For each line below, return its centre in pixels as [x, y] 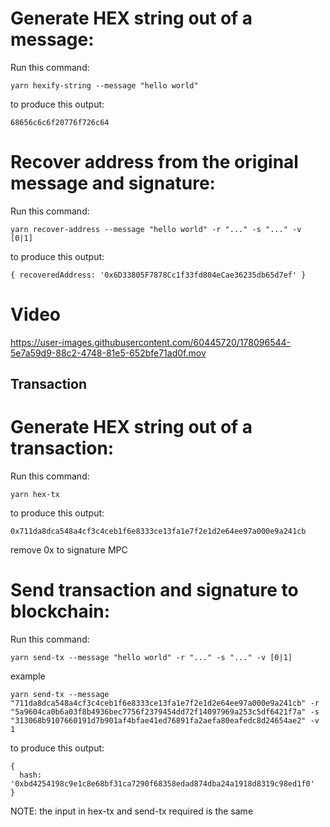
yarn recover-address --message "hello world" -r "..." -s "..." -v [156, 229]
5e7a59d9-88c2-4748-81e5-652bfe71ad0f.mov [108, 353]
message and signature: [113, 183]
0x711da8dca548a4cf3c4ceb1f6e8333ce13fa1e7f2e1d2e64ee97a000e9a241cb [158, 532]
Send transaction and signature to [154, 590]
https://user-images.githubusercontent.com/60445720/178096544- [150, 342]
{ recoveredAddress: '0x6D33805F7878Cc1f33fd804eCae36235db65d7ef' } [158, 275]
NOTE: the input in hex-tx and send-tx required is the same [132, 811]
